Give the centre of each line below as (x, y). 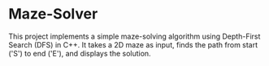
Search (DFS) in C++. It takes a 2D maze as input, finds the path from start (133, 44)
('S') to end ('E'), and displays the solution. (80, 53)
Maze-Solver (53, 14)
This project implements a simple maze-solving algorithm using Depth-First (134, 36)
